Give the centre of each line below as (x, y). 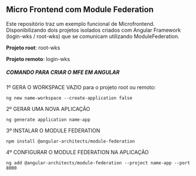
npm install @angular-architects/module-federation (70, 141)
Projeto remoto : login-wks (38, 59)
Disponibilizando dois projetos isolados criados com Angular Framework (93, 30)
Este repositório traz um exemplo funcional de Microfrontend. (80, 23)
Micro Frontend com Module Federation (80, 10)
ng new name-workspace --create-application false (69, 98)
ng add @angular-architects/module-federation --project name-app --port (98, 163)
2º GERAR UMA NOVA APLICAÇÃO (48, 109)
